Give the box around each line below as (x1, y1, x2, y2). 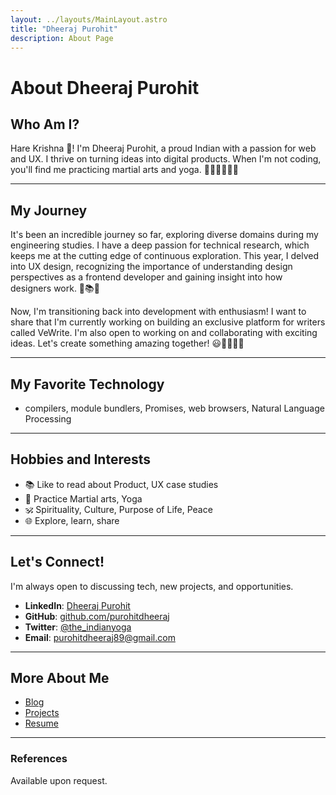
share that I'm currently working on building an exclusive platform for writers (10, 316, 326, 328)
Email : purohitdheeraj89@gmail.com (24, 631, 176, 643)
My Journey (10, 202, 88, 219)
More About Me (10, 670, 110, 687)
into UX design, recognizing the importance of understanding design (10, 261, 293, 273)
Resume (24, 717, 59, 730)
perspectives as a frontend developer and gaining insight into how (10, 271, 283, 283)
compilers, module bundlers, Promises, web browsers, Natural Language (24, 402, 325, 414)
